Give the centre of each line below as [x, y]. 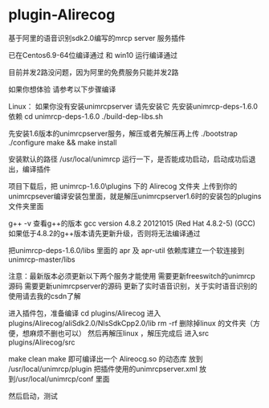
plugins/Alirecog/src [42, 342]
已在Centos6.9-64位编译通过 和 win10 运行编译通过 [93, 55]
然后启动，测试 [33, 396]
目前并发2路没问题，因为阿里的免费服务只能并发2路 [94, 72]
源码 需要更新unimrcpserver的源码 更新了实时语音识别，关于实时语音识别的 [133, 286]
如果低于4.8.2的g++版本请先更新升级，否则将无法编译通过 [104, 233]
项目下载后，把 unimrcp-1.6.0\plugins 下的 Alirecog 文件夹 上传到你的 [123, 186]
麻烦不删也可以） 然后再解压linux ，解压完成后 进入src [119, 333]
